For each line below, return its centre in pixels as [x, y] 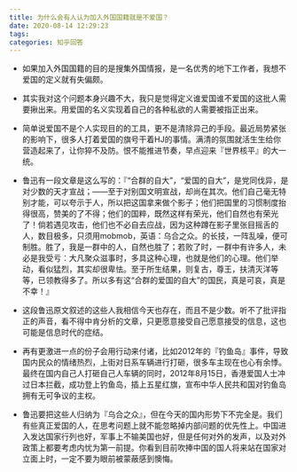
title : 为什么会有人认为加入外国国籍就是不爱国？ [89, 17]
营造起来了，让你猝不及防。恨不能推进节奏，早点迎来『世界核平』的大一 [154, 151]
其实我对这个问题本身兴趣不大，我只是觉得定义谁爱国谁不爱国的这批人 [150, 98]
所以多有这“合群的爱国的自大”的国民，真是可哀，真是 [189, 280]
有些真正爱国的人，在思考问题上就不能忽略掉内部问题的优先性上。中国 [150, 426]
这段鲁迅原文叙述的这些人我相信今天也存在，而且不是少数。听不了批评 [150, 311]
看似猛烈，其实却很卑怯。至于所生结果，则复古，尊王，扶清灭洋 [154, 269]
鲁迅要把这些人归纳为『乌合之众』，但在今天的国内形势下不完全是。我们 [152, 414]
